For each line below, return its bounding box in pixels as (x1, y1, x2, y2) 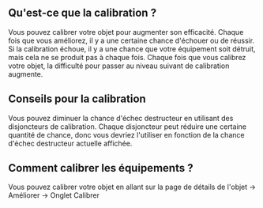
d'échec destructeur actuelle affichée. (8, 138, 133, 148)
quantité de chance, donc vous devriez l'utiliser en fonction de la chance (8, 130, 245, 139)
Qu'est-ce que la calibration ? (8, 6, 156, 20)
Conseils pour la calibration (8, 93, 146, 106)
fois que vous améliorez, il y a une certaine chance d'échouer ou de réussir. (8, 36, 255, 45)
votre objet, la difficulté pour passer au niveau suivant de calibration (8, 61, 230, 70)
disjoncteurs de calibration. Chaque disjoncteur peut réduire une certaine (8, 122, 247, 131)
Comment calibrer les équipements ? (8, 161, 193, 175)
